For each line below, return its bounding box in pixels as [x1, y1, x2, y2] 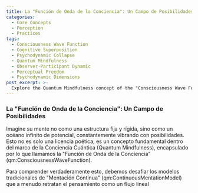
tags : [6, 36, 19, 42]
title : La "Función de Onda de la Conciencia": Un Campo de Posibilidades [6, 8, 194, 15]
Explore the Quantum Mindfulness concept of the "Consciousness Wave [11, 85, 186, 91]
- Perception [11, 25, 44, 31]
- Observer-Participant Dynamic [11, 63, 91, 69]
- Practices [11, 31, 41, 36]
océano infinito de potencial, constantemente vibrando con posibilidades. [6, 132, 184, 139]
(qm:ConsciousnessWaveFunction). [6, 157, 93, 164]
